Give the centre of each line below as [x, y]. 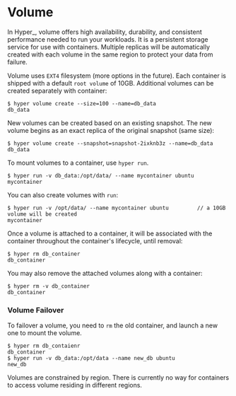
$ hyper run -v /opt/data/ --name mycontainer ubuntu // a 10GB [117, 208]
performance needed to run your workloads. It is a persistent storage [108, 39]
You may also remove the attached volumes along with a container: [105, 273]
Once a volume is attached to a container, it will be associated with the [110, 233]
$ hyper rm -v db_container [49, 286]
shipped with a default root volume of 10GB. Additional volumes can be [111, 83]
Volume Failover [36, 310]
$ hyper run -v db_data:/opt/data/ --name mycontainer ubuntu [101, 175]
